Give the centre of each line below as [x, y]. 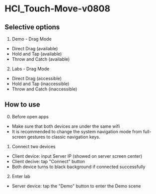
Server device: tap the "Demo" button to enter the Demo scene [76, 186]
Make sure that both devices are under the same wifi [66, 126]
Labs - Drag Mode [31, 69]
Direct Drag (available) [35, 48]
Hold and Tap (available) [37, 54]
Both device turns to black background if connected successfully [78, 167]
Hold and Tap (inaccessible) [40, 84]
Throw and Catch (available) [41, 59]
